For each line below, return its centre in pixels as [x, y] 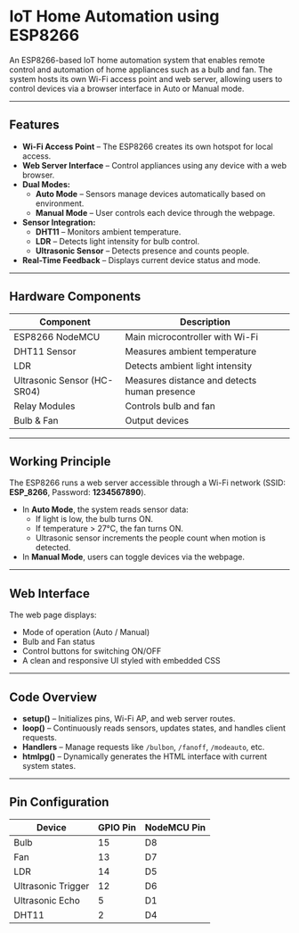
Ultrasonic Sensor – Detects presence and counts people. [142, 251]
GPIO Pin [117, 827]
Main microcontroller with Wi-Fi [192, 336]
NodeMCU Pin [175, 827]
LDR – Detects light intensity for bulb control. [117, 241]
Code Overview [53, 697]
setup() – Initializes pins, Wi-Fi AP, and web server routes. [129, 718]
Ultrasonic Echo [47, 900]
